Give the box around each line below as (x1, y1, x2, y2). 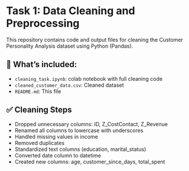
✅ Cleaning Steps (6, 105, 72, 115)
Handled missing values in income (14, 133, 99, 140)
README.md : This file (14, 87, 61, 95)
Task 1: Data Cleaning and (6, 4, 135, 18)
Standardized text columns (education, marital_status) (14, 146, 146, 153)
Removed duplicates (14, 139, 65, 146)
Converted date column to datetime (14, 152, 102, 159)
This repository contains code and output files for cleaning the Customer (6, 36, 183, 43)
